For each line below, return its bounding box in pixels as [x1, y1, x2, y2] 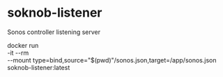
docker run [7, 41, 39, 49]
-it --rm [7, 49, 29, 57]
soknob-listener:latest [7, 63, 70, 71]
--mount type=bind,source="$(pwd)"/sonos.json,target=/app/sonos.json [7, 55, 217, 64]
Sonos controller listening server [7, 28, 101, 36]
